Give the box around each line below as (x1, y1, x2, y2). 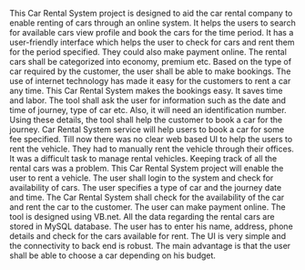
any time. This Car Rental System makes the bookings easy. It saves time (9, 86, 283, 96)
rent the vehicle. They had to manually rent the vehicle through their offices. (9, 143, 294, 154)
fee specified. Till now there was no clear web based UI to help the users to (9, 134, 293, 144)
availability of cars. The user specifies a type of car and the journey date (9, 182, 282, 192)
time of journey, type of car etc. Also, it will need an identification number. (9, 105, 287, 115)
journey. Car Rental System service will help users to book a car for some (9, 124, 285, 135)
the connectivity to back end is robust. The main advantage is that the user (9, 241, 291, 251)
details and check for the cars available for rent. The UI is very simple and (9, 231, 287, 241)
